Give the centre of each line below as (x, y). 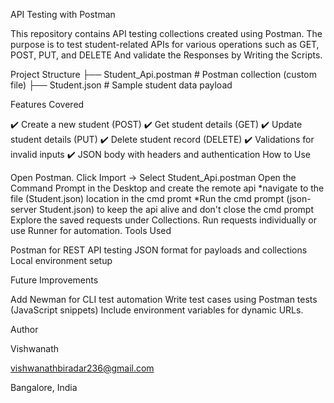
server (24, 209)
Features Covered (47, 104)
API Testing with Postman (63, 14)
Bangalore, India (44, 387)
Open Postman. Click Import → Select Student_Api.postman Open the (153, 177)
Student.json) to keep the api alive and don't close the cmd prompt (177, 209)
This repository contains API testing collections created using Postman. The (166, 33)
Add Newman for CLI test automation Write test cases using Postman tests (164, 299)
